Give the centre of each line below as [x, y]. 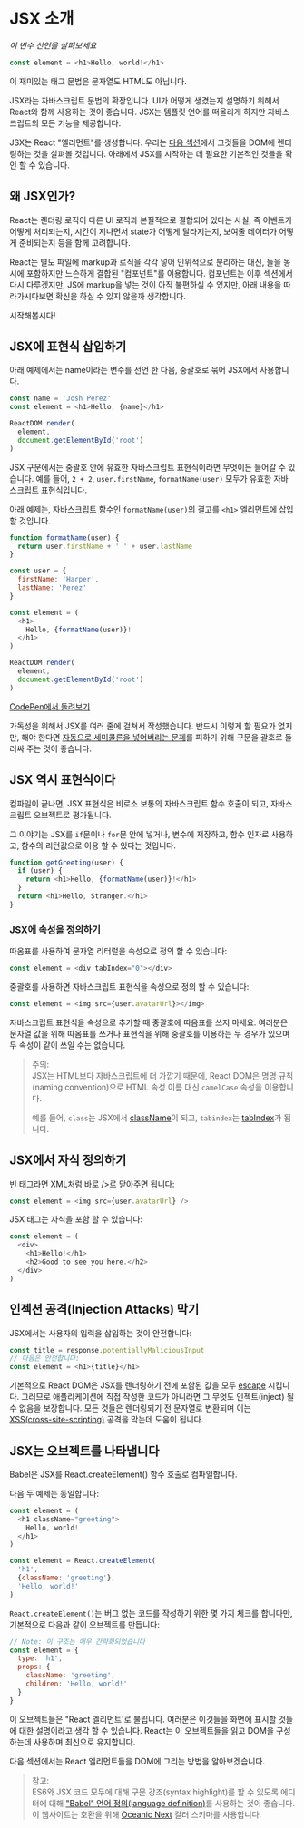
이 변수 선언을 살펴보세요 [53, 45]
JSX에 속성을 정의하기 [55, 929]
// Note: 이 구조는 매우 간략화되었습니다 [78, 1642]
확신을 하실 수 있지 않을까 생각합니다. [121, 296]
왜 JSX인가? [42, 196]
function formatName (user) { [64, 538]
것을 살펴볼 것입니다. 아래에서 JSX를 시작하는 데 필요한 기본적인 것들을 [158, 153]
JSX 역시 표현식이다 [63, 780]
